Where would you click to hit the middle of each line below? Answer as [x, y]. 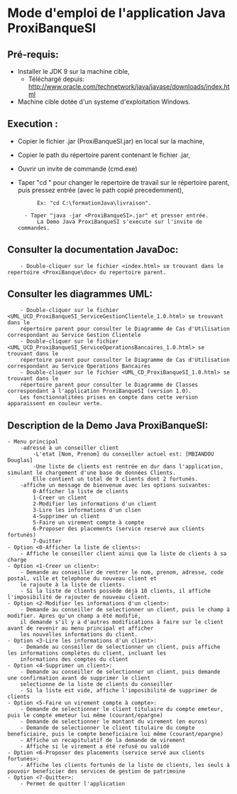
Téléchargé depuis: [56, 79]
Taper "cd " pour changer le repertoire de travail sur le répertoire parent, [123, 182]
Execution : [33, 124]
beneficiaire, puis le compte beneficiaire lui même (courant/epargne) [115, 734]
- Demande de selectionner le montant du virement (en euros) [114, 722]
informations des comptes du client [75, 660]
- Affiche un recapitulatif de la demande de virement [103, 741]
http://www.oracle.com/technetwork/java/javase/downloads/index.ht [129, 86]
